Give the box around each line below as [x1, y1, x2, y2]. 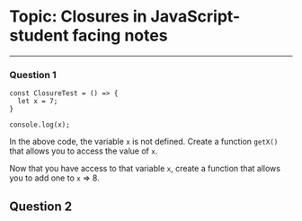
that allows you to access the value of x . [9, 146, 158, 156]
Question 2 [9, 199, 73, 214]
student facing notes [9, 25, 168, 46]
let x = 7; [17, 97, 58, 106]
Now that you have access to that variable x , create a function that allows [9, 164, 281, 174]
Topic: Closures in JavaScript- [9, 6, 241, 27]
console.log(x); [9, 120, 70, 129]
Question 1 [9, 68, 57, 81]
